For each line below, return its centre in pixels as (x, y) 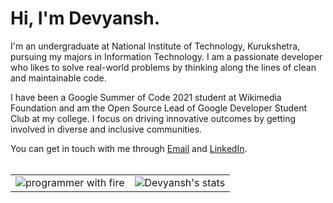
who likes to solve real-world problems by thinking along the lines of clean (163, 67)
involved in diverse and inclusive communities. (106, 129)
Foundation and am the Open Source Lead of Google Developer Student (159, 108)
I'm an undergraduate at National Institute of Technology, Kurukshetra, (155, 46)
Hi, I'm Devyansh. (85, 18)
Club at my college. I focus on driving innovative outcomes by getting (153, 118)
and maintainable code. (58, 78)
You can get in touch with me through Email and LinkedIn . (129, 148)
